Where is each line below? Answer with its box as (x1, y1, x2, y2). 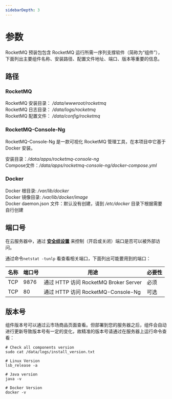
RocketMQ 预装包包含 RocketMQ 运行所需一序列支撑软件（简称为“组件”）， (5, 49, 163, 55)
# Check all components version (5, 345, 74, 350)
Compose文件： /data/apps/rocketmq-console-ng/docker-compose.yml (5, 162, 157, 168)
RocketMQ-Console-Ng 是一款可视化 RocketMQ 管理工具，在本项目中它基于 (5, 138, 166, 144)
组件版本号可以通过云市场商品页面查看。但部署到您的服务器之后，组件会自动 (5, 322, 167, 328)
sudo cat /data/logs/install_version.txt (5, 350, 95, 355)
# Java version (5, 372, 38, 377)
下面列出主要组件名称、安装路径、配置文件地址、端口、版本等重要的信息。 (5, 55, 162, 62)
